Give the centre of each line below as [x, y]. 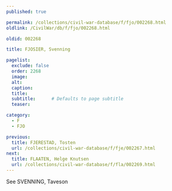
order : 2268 [26, 71]
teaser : [21, 105]
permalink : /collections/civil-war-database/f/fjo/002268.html [86, 22]
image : [20, 77]
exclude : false [30, 66]
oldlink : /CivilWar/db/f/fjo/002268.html [58, 28]
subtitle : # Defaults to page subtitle [68, 99]
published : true [26, 12]
